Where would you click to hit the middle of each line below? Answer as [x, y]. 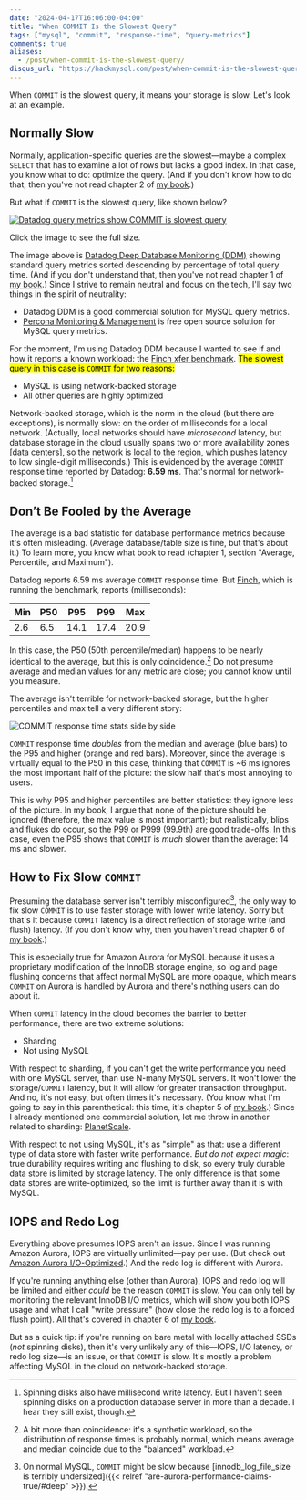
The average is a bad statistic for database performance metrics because [147, 533]
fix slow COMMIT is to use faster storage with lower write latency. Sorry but [147, 910]
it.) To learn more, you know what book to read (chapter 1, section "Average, [152, 552]
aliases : [26, 52]
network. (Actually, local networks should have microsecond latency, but [146, 432]
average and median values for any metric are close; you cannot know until [150, 671]
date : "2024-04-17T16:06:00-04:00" [77, 18]
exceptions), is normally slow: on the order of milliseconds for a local [138, 423]
